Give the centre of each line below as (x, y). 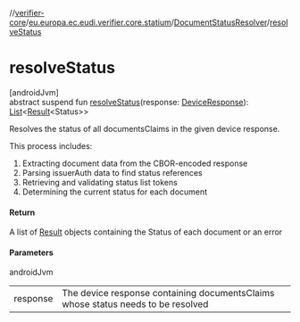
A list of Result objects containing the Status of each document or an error (146, 232)
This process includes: (51, 145)
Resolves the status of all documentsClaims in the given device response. (145, 128)
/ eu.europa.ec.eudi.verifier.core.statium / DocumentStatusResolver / (148, 22)
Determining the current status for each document (115, 192)
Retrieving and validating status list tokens (100, 182)
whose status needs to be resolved (135, 304)
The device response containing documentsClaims (168, 293)
